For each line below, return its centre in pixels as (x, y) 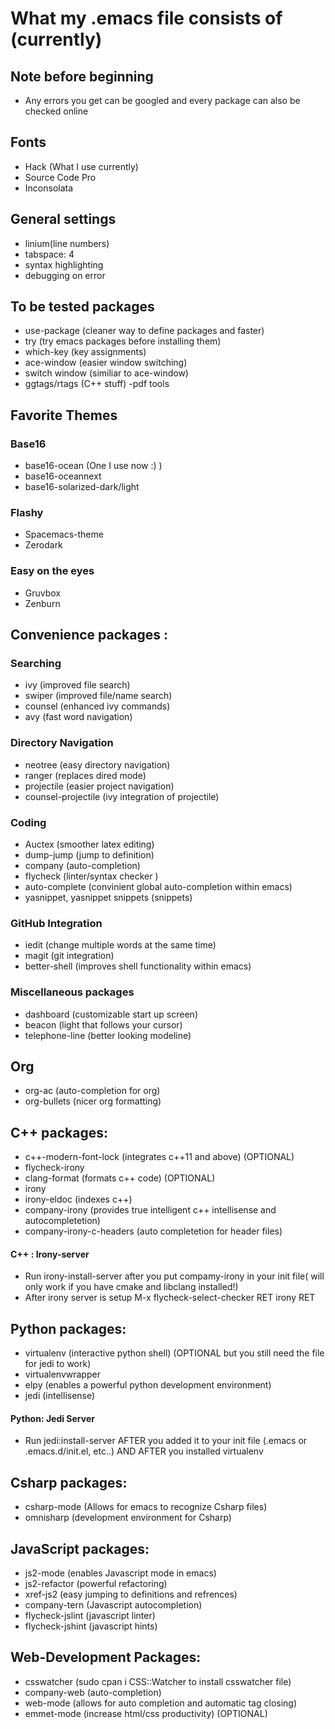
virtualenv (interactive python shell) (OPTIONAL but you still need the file (174, 1353)
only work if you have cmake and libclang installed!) (131, 1287)
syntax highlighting (64, 264)
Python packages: (68, 1328)
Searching (36, 664)
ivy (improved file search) (77, 685)
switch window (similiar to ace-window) (106, 373)
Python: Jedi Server (52, 1418)
